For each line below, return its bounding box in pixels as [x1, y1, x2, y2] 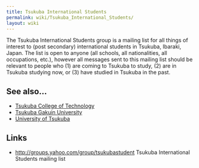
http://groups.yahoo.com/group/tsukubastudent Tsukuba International [15, 149, 191, 156]
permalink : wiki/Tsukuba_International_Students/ [6, 15, 134, 21]
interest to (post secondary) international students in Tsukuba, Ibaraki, [6, 43, 181, 50]
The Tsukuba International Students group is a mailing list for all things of [6, 37, 189, 44]
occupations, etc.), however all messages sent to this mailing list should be [6, 56, 193, 63]
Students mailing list [15, 155, 66, 162]
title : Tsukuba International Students [6, 8, 107, 15]
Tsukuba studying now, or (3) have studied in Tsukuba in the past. [6, 69, 171, 76]
